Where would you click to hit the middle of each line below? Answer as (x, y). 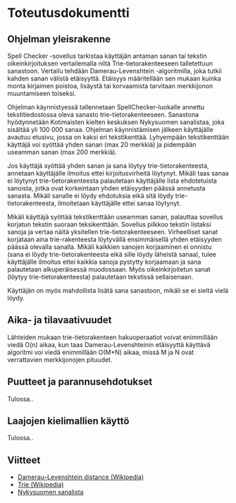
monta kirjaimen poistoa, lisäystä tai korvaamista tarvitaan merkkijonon (110, 86)
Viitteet (24, 460)
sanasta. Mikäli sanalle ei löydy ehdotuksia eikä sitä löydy (91, 196)
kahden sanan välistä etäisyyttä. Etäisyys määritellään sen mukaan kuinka (114, 78)
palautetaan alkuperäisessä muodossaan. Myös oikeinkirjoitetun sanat (109, 269)
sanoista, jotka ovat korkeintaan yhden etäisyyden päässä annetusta (106, 188)
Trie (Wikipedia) (41, 485)
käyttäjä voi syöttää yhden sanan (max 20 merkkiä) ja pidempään (102, 145)
